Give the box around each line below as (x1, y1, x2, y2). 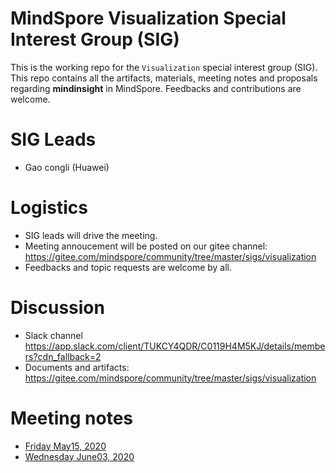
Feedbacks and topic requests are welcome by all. (24, 261, 233, 273)
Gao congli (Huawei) (24, 161, 110, 173)
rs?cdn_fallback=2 (24, 350, 102, 362)
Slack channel (24, 329, 83, 341)
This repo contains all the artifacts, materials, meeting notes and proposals (10, 72, 318, 84)
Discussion (10, 297, 105, 319)
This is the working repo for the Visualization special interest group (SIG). (10, 61, 318, 73)
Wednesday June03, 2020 (24, 450, 135, 462)
